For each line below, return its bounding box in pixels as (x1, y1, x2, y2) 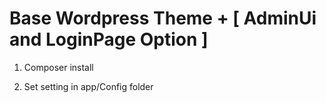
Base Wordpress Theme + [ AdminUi (9, 7, 317, 30)
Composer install (23, 61, 94, 73)
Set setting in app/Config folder (23, 80, 154, 92)
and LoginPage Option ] (9, 28, 209, 51)
